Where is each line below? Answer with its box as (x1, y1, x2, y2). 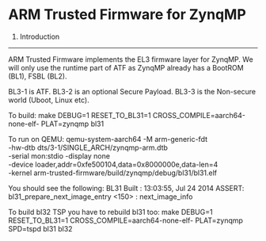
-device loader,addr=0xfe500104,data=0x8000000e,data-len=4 (8, 159, 218, 169)
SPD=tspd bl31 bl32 (8, 224, 73, 233)
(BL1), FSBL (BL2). (8, 71, 67, 81)
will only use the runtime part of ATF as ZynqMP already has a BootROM (8, 63, 244, 72)
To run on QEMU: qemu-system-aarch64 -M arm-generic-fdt (8, 134, 208, 143)
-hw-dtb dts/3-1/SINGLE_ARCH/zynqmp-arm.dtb (8, 143, 169, 152)
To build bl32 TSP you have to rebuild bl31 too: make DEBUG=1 (8, 207, 213, 216)
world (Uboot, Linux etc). (8, 95, 89, 105)
